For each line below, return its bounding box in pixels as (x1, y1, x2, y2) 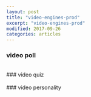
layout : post (6, 8, 39, 15)
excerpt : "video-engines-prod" (6, 20, 86, 26)
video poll (6, 51, 36, 60)
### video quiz (6, 71, 44, 78)
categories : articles (6, 31, 61, 37)
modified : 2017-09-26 (6, 25, 61, 32)
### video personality (6, 84, 62, 91)
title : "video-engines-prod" (6, 14, 80, 20)
